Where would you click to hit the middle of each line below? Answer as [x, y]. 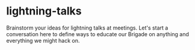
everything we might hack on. [43, 40]
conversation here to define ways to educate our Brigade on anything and [98, 34]
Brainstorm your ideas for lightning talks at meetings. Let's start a [87, 28]
